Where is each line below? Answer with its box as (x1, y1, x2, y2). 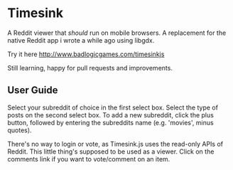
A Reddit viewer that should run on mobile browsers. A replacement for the (7, 28, 227, 37)
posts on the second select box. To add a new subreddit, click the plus (7, 110, 215, 119)
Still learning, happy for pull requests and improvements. (7, 63, 173, 72)
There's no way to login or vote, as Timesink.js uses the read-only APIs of (7, 139, 224, 148)
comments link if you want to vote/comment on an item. (7, 154, 170, 163)
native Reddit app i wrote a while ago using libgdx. (7, 36, 155, 44)
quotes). (7, 126, 32, 134)
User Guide (7, 84, 58, 97)
